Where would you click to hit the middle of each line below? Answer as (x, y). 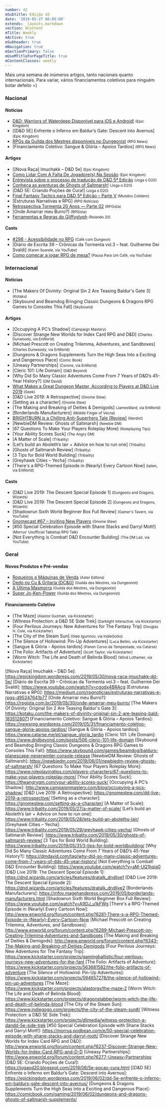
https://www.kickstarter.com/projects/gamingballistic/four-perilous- (74, 956)
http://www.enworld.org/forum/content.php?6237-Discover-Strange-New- (81, 1046)
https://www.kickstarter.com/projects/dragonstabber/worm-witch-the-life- (81, 999)
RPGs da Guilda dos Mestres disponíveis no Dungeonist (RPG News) (80, 141)
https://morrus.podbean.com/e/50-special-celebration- (99, 1030)
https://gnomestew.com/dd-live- (127, 793)
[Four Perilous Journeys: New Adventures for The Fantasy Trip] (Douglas (85, 626)
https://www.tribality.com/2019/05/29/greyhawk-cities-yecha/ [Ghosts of (80, 829)
